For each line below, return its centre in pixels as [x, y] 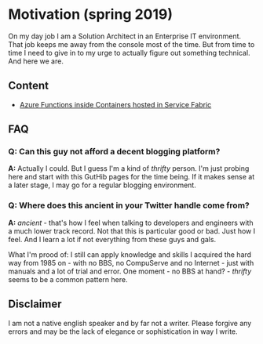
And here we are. [36, 61]
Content [29, 86]
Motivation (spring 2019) [91, 14]
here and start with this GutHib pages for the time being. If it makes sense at [131, 177]
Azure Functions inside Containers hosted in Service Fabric [115, 104]
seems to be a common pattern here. [68, 279]
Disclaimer [35, 304]
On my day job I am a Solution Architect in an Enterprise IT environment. [125, 36]
